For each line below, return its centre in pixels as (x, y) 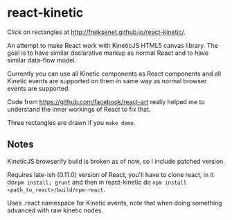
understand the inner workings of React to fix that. (79, 109)
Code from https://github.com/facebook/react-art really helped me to (106, 101)
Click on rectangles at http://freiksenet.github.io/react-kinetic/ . (96, 32)
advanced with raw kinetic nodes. (55, 210)
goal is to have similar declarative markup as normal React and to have (108, 53)
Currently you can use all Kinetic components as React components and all (114, 74)
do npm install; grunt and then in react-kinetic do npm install (97, 182)
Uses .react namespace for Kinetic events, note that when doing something (115, 203)
